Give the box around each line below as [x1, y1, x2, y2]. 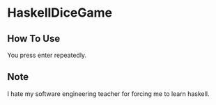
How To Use [7, 33, 61, 45]
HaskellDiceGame [7, 5, 113, 21]
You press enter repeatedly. [7, 51, 87, 59]
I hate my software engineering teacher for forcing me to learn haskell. [7, 89, 210, 98]
